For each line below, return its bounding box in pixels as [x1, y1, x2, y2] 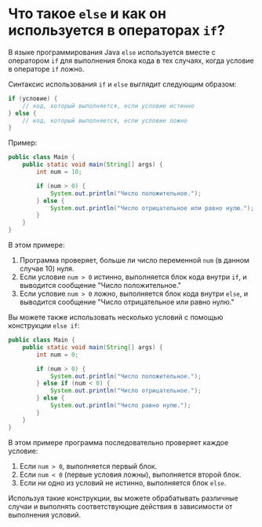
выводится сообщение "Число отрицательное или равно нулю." [19, 297, 235, 307]
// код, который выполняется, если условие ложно [22, 116, 188, 124]
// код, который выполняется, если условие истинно [22, 101, 195, 110]
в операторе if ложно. [8, 64, 85, 73]
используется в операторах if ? [8, 21, 225, 39]
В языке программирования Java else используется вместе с [8, 47, 216, 57]
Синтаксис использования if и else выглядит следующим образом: [8, 79, 237, 89]
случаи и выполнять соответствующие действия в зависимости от [8, 501, 233, 511]
